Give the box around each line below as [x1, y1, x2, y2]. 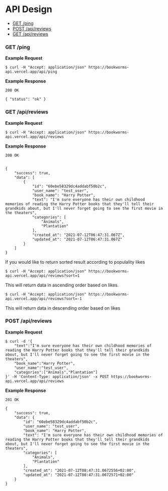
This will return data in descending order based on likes [5, 305, 121, 311]
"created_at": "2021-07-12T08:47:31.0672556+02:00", [23, 468, 136, 473]
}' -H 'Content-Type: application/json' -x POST [5, 374, 109, 379]
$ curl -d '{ [5, 338, 33, 344]
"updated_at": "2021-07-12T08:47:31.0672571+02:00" [23, 472, 134, 477]
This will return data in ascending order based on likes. [5, 282, 119, 288]
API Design [5, 4, 52, 15]
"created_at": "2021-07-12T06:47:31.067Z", [32, 232, 125, 237]
